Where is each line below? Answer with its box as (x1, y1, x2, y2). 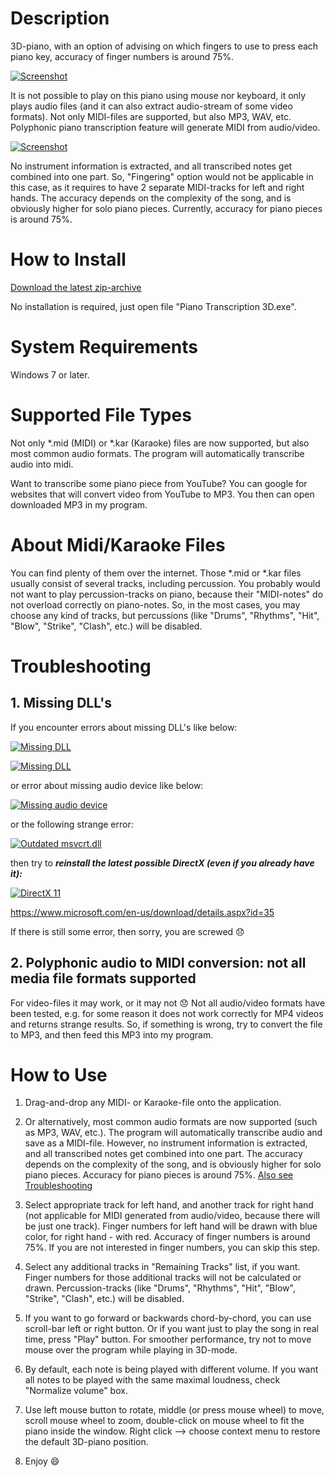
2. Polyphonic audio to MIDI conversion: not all (10, 955, 307, 972)
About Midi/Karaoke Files (10, 533, 226, 556)
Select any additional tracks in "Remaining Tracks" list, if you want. (24, 1261, 301, 1273)
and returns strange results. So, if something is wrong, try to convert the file (10, 1018, 323, 1030)
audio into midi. (10, 458, 74, 470)
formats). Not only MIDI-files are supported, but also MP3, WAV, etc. (10, 110, 292, 122)
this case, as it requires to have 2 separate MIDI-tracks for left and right (10, 181, 305, 193)
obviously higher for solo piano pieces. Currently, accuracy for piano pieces (10, 202, 323, 214)
